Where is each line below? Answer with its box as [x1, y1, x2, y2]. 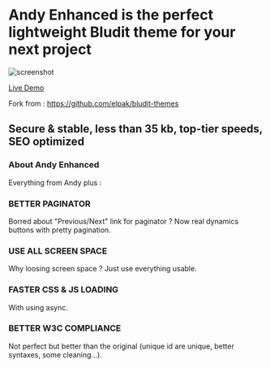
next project [8, 41, 92, 58]
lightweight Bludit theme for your [8, 23, 236, 41]
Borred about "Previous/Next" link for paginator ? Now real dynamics [8, 216, 239, 226]
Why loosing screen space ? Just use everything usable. [8, 264, 197, 274]
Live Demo [8, 83, 45, 93]
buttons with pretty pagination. [8, 225, 111, 235]
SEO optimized [8, 135, 85, 149]
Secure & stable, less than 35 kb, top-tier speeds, [8, 122, 264, 136]
